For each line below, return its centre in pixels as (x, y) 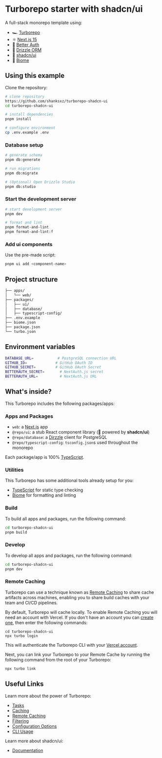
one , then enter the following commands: (46, 622)
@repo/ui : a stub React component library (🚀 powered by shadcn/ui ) (81, 432)
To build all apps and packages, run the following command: (66, 519)
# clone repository (25, 97)
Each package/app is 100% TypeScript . (45, 457)
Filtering (20, 721)
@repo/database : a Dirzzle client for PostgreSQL (60, 437)
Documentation (28, 750)
